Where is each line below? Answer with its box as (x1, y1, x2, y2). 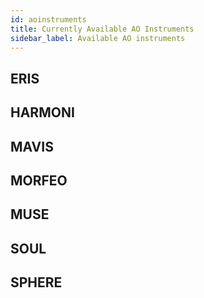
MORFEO (10, 172, 68, 189)
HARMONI (10, 104, 75, 121)
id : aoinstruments (10, 14, 87, 25)
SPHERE (10, 274, 63, 291)
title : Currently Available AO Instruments (10, 24, 195, 34)
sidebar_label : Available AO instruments (10, 33, 186, 43)
